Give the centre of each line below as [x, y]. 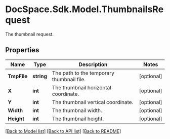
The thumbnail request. [30, 34]
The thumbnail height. [78, 119]
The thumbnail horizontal [81, 87]
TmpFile [18, 76]
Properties [22, 50]
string [40, 76]
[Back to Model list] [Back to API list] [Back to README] [63, 131]
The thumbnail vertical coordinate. [93, 102]
